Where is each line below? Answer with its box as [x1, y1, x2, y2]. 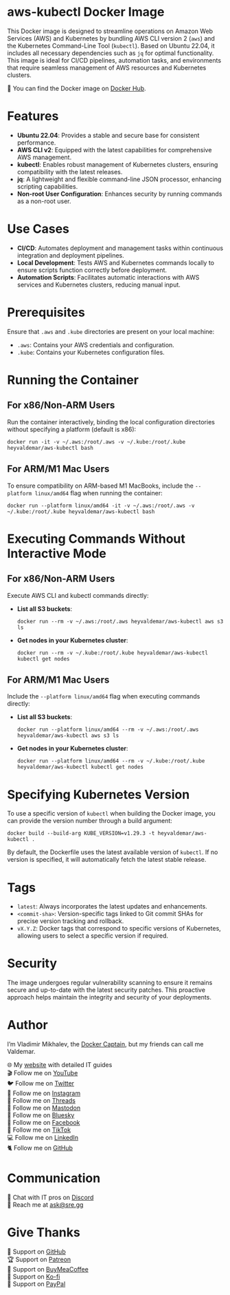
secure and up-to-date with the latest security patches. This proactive [7, 986, 206, 994]
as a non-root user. [16, 197, 71, 205]
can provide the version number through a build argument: [7, 817, 173, 825]
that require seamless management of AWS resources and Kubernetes [7, 63, 207, 72]
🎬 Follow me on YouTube [7, 1069, 78, 1077]
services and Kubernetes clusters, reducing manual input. [16, 280, 181, 289]
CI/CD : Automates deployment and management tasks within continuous [16, 244, 224, 252]
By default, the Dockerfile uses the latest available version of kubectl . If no [7, 848, 218, 856]
